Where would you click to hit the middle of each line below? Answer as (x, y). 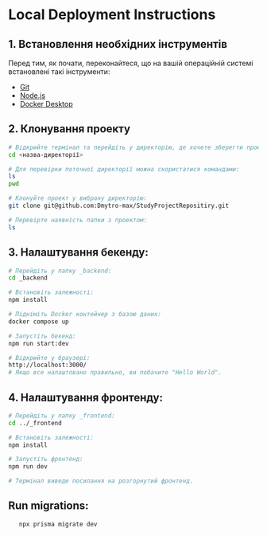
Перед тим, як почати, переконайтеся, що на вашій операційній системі (131, 63)
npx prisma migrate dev (58, 524)
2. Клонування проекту (70, 129)
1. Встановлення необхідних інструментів (118, 44)
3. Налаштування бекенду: (78, 252)
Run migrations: (48, 506)
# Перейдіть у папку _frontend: (62, 416)
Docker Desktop (46, 104)
